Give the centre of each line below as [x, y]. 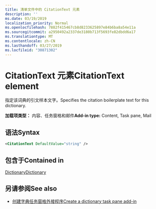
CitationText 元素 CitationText [65, 75]
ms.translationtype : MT [29, 37]
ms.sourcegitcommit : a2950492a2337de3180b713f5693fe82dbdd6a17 [70, 32]
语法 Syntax [22, 132]
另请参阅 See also [31, 189]
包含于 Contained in [35, 160]
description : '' [21, 14]
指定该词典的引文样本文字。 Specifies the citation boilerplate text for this [77, 100]
